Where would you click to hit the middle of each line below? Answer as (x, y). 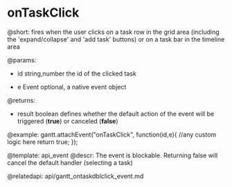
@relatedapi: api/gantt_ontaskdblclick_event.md (75, 176)
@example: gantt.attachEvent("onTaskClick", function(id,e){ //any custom (112, 134)
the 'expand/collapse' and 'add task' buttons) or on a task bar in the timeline (116, 39)
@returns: (21, 100)
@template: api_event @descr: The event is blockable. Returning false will (113, 155)
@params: (22, 60)
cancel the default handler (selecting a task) (70, 162)
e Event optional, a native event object (72, 87)
